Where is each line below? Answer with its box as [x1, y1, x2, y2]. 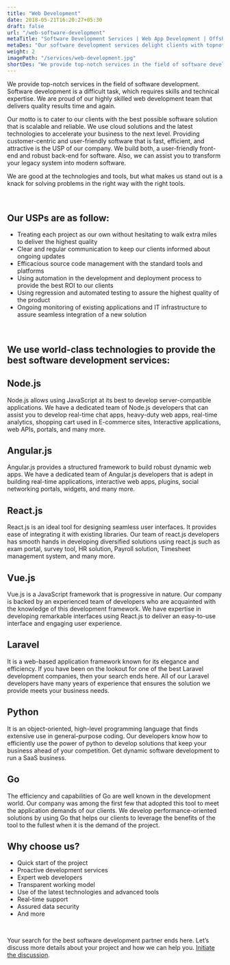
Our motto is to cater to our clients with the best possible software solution [7, 114, 218, 123]
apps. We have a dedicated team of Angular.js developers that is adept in [7, 470, 214, 478]
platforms [16, 267, 44, 275]
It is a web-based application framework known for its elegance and [7, 657, 200, 665]
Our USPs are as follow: [7, 212, 110, 224]
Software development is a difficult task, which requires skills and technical [7, 87, 220, 95]
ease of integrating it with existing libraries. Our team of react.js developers [7, 530, 220, 539]
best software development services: [7, 354, 170, 366]
